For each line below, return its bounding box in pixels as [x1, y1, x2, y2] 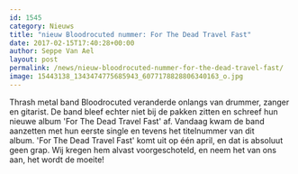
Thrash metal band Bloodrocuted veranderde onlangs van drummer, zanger [9, 96, 290, 107]
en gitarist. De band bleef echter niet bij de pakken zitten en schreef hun [9, 105, 278, 117]
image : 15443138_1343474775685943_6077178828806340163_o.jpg [9, 72, 244, 81]
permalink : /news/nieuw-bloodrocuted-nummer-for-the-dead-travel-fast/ [9, 64, 284, 73]
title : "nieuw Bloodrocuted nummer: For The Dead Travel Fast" [9, 30, 252, 39]
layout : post [9, 55, 59, 64]
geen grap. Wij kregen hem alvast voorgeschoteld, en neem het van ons [9, 144, 277, 155]
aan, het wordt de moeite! [9, 154, 105, 165]
